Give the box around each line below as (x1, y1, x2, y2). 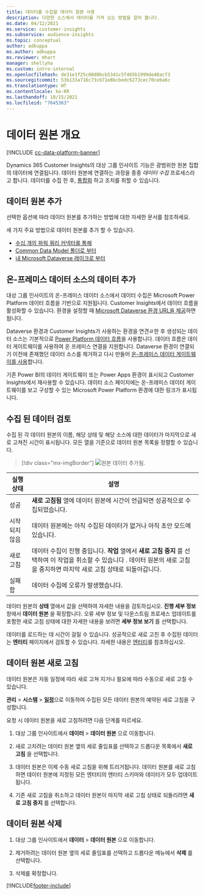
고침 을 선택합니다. (15, 750, 60, 758)
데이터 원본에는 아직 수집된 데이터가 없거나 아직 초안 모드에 (31, 522, 191, 530)
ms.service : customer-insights (6, 26, 86, 32)
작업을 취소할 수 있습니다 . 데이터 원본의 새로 (57, 556, 178, 564)
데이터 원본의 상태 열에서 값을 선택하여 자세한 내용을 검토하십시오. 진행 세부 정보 (6, 602, 196, 610)
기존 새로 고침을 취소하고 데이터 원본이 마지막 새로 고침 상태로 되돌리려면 (15, 791, 188, 798)
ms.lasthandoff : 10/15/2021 (6, 94, 78, 100)
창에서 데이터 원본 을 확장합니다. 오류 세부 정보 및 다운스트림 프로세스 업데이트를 (6, 610, 196, 617)
